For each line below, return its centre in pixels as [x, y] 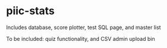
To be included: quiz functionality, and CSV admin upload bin [81, 39]
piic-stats [30, 11]
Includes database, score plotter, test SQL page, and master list [83, 27]
